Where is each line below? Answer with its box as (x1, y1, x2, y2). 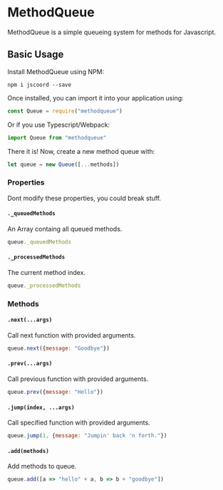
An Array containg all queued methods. (7, 224, 123, 233)
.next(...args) (7, 316, 53, 324)
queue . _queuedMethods (7, 238, 72, 246)
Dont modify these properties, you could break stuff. (7, 194, 162, 202)
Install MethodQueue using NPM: (7, 67, 105, 75)
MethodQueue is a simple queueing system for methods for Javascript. (7, 28, 216, 36)
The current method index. (7, 268, 86, 276)
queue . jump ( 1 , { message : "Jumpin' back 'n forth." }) (7, 432, 167, 439)
